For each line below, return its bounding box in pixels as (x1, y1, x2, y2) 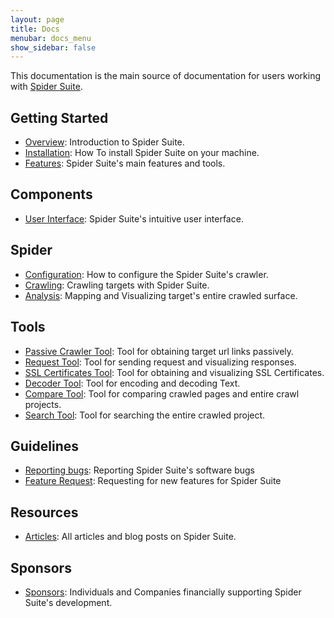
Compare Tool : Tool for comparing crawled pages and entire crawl (24, 387, 300, 400)
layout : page (10, 14, 65, 25)
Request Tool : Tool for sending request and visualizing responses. (24, 356, 297, 368)
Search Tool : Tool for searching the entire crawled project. (24, 409, 266, 421)
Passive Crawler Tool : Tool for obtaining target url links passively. (24, 345, 295, 357)
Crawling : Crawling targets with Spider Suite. (24, 279, 210, 291)
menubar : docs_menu (10, 33, 92, 43)
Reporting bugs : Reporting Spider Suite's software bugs (24, 464, 255, 476)
